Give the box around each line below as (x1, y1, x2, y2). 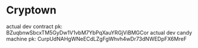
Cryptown (6, 4, 57, 17)
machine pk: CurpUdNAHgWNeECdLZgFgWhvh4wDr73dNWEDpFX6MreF (6, 35, 187, 42)
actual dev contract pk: (6, 23, 63, 30)
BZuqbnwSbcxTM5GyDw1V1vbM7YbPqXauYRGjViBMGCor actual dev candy (6, 29, 193, 36)
